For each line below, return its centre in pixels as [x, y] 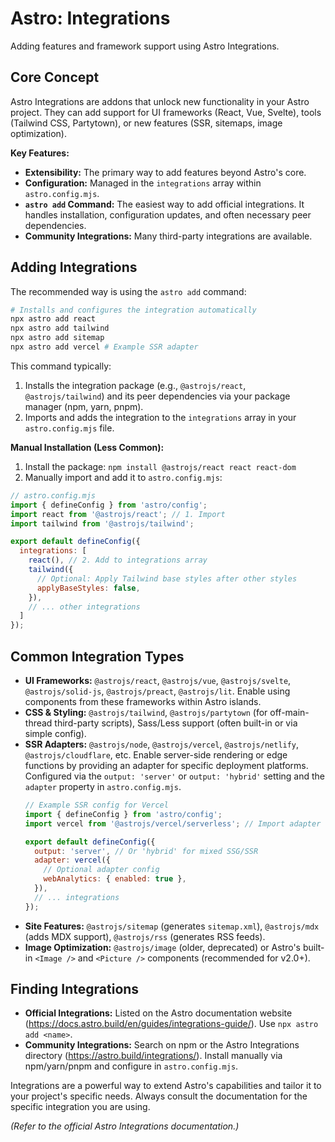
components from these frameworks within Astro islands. [143, 701]
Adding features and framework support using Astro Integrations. [145, 46]
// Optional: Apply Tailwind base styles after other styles [167, 578]
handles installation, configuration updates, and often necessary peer [168, 214]
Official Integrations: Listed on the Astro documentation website [158, 1013]
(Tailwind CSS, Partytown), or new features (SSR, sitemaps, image [146, 123]
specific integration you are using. [80, 1107]
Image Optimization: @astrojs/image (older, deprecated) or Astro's [162, 947]
